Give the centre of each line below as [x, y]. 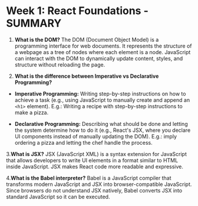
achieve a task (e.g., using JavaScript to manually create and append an [102, 100]
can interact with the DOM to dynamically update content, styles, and [99, 58]
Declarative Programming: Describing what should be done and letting [101, 124]
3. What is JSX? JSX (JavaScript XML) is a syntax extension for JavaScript [96, 154]
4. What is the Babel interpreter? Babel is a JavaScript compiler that [89, 178]
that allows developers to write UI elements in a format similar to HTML [92, 160]
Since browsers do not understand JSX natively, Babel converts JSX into [94, 190]
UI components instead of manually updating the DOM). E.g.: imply [96, 136]
